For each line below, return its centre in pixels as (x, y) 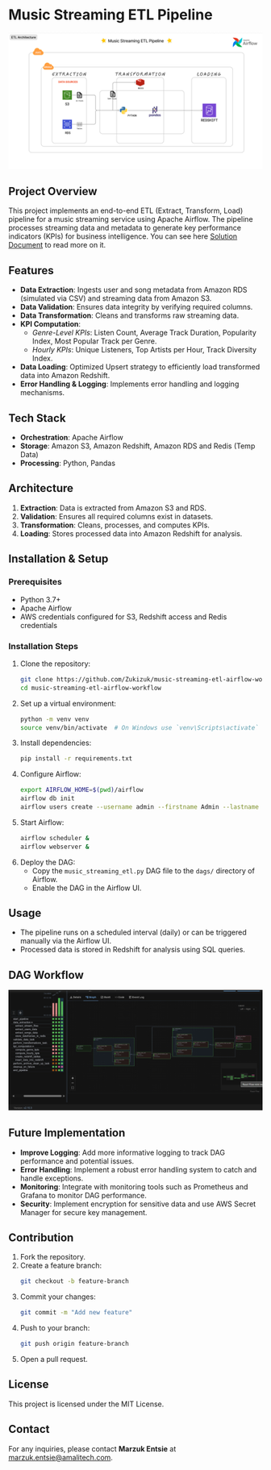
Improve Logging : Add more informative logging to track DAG (123, 1152)
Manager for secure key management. (83, 1212)
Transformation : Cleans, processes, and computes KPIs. (115, 525)
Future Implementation (67, 1133)
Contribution (41, 1237)
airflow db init (47, 799)
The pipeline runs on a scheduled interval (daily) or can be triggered (133, 932)
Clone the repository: (55, 664)
